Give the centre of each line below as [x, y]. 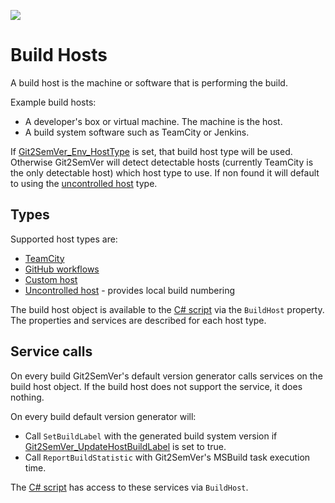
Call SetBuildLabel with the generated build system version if [151, 436]
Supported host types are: [64, 239]
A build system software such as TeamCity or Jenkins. [137, 132]
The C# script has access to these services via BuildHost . [129, 487]
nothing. [27, 397]
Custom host [51, 279]
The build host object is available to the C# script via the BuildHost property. [167, 309]
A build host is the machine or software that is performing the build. [149, 82]
